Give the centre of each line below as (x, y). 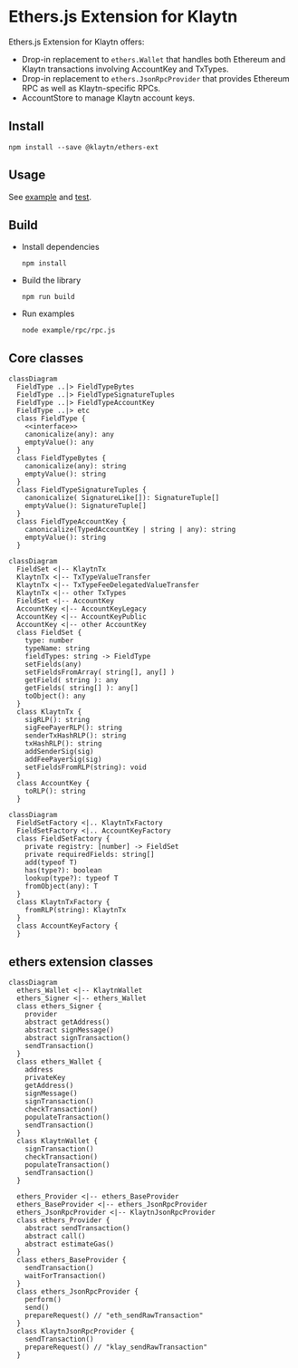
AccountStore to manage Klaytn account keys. (108, 98)
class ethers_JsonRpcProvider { (78, 1292)
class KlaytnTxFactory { (63, 902)
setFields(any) (53, 665)
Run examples (48, 313)
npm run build (48, 297)
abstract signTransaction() (77, 1038)
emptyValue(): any (59, 443)
